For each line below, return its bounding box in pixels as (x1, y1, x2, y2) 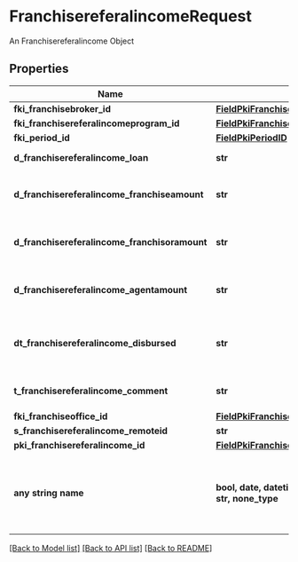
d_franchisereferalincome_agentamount (13, 283, 188, 296)
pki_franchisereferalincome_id (13, 439, 145, 451)
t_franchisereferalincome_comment (13, 384, 169, 397)
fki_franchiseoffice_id (13, 410, 108, 423)
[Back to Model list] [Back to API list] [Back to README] (9, 542, 213, 553)
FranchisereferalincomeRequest (9, 6, 253, 27)
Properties (9, 61, 69, 76)
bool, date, (216, 481, 262, 494)
